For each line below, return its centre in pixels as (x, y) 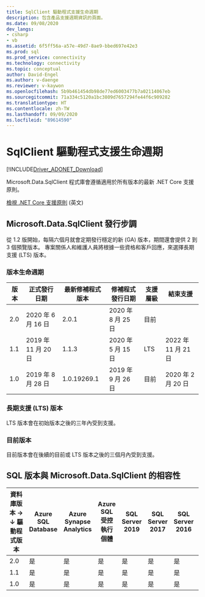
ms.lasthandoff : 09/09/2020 (42, 114)
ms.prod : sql (23, 52)
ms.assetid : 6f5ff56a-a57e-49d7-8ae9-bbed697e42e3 (72, 46)
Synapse (77, 521)
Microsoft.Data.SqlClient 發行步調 (72, 224)
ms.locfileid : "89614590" (39, 120)
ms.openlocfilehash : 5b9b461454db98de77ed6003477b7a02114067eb (88, 92)
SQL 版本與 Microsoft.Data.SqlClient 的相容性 (94, 476)
